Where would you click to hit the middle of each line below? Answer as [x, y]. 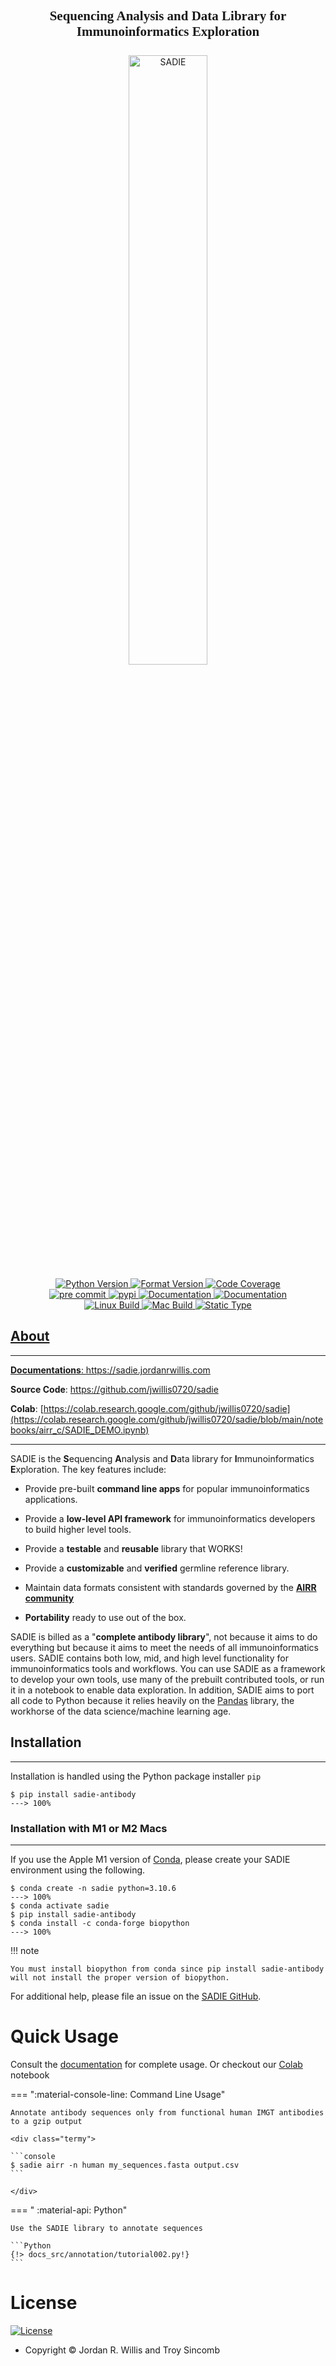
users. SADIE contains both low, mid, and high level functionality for [149, 1658]
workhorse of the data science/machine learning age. [121, 1711]
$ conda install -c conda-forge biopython [100, 1923]
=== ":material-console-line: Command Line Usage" [118, 2094]
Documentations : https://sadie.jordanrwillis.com [110, 1370]
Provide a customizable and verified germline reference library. [157, 1568]
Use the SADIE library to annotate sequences [106, 2228]
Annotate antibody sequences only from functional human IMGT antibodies [167, 2112]
